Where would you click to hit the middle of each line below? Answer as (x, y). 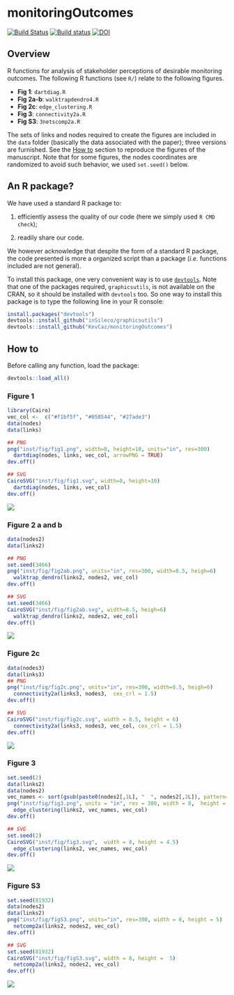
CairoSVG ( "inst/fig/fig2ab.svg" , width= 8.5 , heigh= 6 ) (87, 610)
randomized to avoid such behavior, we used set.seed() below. (98, 164)
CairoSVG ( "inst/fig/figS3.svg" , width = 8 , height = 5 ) (92, 958)
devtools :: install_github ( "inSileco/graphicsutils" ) (85, 321)
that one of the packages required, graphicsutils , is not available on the (111, 286)
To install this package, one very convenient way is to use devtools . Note (112, 279)
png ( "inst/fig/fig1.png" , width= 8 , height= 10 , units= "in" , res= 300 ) (109, 449)
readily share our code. (50, 237)
